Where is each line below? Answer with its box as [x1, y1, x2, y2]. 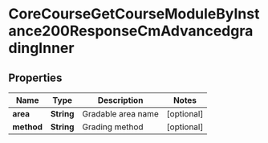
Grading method [82, 121, 144, 133]
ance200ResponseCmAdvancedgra [8, 22, 254, 40]
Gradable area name [82, 108, 159, 119]
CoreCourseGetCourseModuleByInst [8, 5, 260, 23]
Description [97, 95, 144, 105]
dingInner [8, 39, 75, 57]
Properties [8, 71, 63, 84]
